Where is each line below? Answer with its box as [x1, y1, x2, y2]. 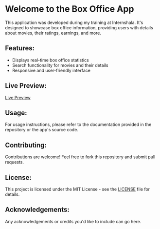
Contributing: [5, 141, 47, 149]
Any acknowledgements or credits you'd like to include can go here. [5, 218, 142, 224]
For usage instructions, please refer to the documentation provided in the [5, 122, 152, 127]
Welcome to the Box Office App [5, 3, 134, 15]
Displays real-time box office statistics [12, 57, 89, 63]
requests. [5, 159, 24, 165]
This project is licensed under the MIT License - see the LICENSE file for [5, 187, 150, 192]
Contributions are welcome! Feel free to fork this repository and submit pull [5, 154, 156, 160]
